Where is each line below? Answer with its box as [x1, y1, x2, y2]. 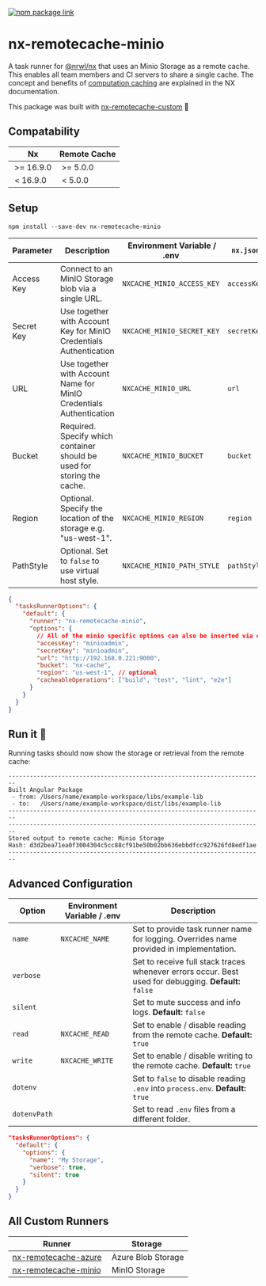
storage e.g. [59, 523, 105, 534]
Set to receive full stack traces [132, 957, 245, 968]
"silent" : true [28, 1170, 80, 1179]
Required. [59, 420, 97, 432]
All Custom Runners [8, 1215, 109, 1228]
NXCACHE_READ [60, 1029, 110, 1039]
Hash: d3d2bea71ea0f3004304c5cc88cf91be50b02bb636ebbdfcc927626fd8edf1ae [8, 842, 257, 850]
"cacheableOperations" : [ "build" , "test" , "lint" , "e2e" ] [36, 676, 232, 684]
